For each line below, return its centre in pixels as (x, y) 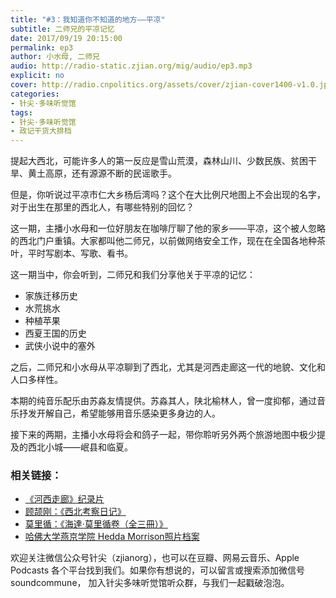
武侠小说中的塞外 (60, 346)
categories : (35, 94)
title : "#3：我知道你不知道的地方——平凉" (88, 19)
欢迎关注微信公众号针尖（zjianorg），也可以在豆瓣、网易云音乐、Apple (155, 558)
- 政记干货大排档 (41, 131)
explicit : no (37, 76)
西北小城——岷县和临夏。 (80, 447)
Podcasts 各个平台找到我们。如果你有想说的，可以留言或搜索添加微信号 (157, 570)
